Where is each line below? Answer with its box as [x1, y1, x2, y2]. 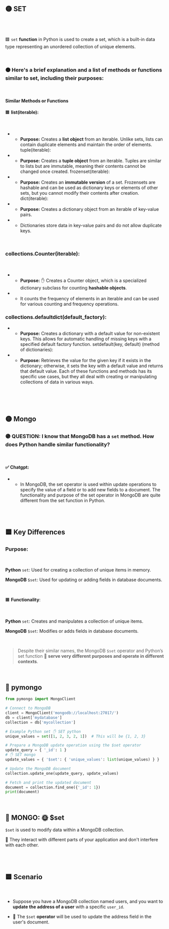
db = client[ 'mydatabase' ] [5, 715, 62, 720]
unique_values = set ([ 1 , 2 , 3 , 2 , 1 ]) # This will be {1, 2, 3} [5, 734, 146, 739]
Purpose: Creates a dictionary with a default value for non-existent [20, 330, 160, 336]
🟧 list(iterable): [5, 109, 39, 116]
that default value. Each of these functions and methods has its [20, 368, 152, 374]
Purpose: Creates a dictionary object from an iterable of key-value [20, 206, 159, 212]
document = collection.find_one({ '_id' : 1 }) [5, 784, 101, 790]
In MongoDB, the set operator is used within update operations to [20, 481, 157, 487]
